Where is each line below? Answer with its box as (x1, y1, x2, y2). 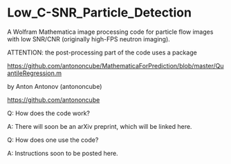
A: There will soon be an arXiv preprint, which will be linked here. (7, 122, 192, 130)
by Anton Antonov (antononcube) (7, 82, 102, 90)
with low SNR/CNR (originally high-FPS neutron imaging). (7, 34, 171, 43)
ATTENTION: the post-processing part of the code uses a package (7, 48, 197, 57)
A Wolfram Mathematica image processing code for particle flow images (7, 28, 214, 36)
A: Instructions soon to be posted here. (7, 149, 119, 157)
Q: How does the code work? (7, 109, 91, 117)
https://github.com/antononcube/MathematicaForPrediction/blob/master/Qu (7, 61, 224, 70)
